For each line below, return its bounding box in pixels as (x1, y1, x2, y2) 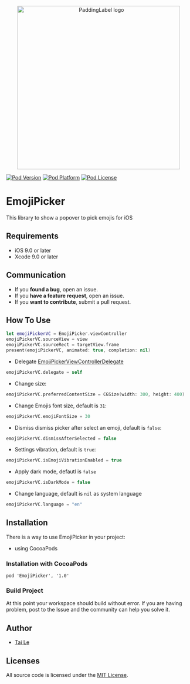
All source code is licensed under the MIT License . (6, 672, 128, 679)
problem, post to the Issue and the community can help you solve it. (6, 606, 170, 613)
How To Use (6, 315, 51, 325)
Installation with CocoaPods (6, 559, 88, 567)
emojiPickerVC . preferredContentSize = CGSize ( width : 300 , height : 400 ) (6, 391, 185, 397)
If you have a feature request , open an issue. (14, 292, 125, 299)
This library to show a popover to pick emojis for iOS (6, 214, 133, 221)
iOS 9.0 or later (14, 247, 52, 254)
